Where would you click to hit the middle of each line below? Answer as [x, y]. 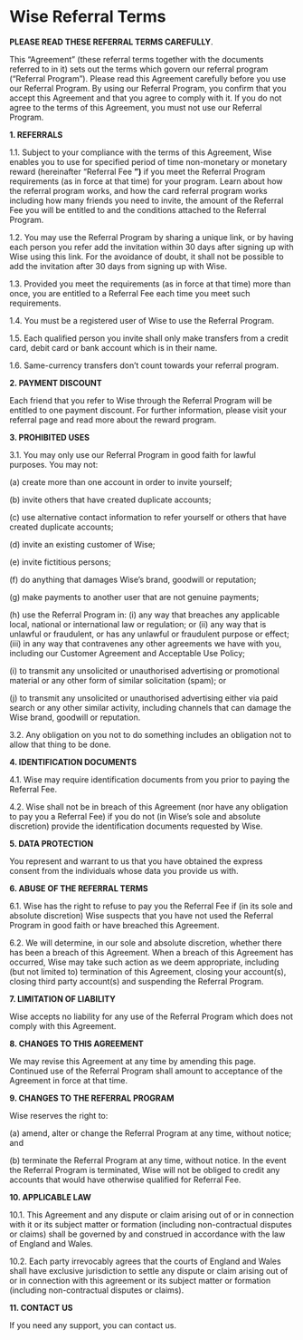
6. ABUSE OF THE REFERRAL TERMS [79, 888]
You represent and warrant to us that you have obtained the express [136, 861]
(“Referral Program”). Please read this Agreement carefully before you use [148, 78]
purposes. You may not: [54, 464]
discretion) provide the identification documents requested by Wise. [136, 826]
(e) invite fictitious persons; [60, 562]
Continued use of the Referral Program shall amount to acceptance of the [146, 1071]
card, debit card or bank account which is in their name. [114, 347]
